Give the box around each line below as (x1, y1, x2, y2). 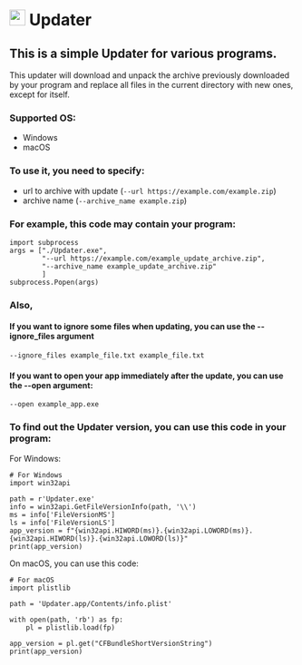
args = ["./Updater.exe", (9, 246, 107, 255)
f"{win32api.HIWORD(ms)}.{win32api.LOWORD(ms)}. (66, 526, 254, 535)
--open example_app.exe (9, 400, 100, 409)
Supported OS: (9, 112, 77, 124)
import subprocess (9, 238, 79, 247)
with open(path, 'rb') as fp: (9, 615, 124, 624)
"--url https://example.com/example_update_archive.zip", (42, 254, 266, 263)
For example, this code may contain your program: (9, 218, 236, 230)
